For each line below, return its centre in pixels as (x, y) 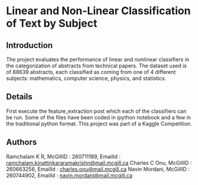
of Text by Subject (52, 23)
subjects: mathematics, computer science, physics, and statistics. (86, 78)
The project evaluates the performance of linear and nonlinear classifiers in (98, 59)
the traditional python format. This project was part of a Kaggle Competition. (99, 124)
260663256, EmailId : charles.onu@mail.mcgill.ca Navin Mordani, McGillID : (98, 169)
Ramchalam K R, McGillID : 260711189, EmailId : (64, 156)
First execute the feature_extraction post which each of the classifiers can (96, 111)
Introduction (30, 45)
